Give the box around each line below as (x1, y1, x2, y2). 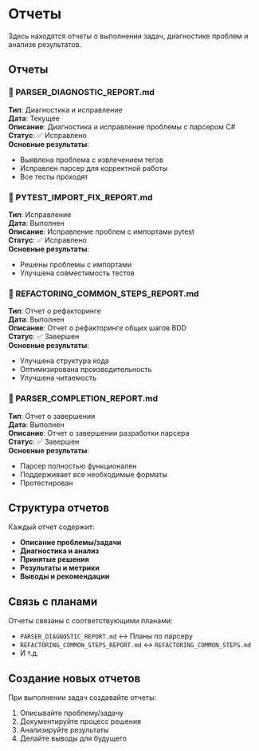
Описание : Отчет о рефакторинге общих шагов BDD (8, 323, 187, 333)
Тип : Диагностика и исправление (8, 105, 123, 114)
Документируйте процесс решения (19, 716, 142, 726)
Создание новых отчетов (8, 671, 141, 685)
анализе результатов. (8, 39, 82, 49)
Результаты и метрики (19, 563, 100, 573)
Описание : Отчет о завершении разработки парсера (8, 428, 190, 437)
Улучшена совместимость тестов (19, 268, 135, 278)
